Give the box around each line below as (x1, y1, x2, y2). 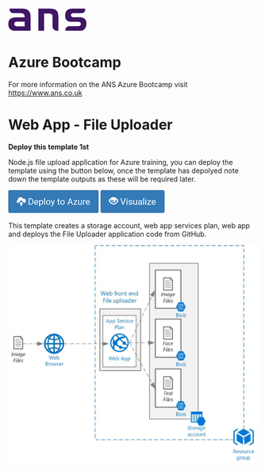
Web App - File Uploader (8, 116, 173, 134)
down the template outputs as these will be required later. (8, 174, 196, 184)
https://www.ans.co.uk (8, 88, 83, 97)
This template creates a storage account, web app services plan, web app (8, 220, 251, 230)
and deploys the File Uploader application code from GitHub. (8, 229, 207, 239)
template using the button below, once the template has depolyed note (8, 166, 240, 175)
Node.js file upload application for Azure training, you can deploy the (8, 157, 233, 166)
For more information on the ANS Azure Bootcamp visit (8, 79, 188, 89)
